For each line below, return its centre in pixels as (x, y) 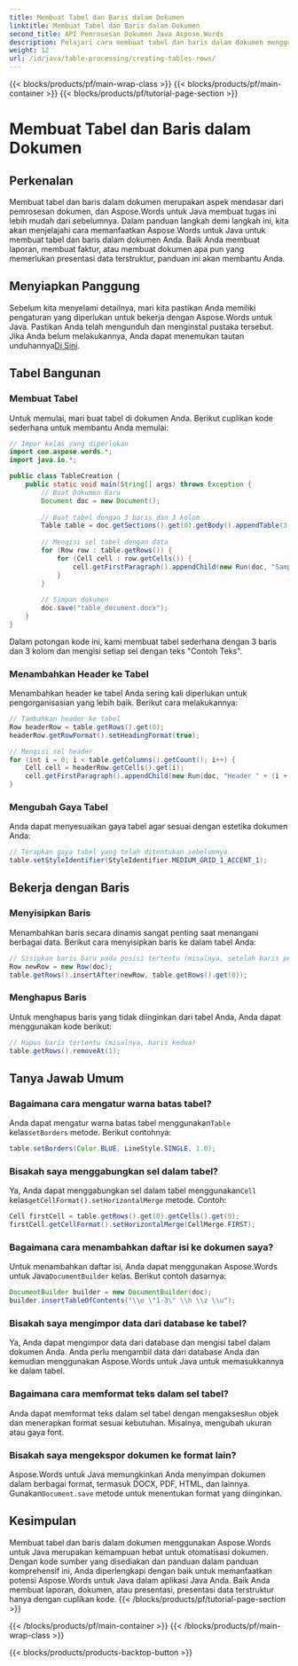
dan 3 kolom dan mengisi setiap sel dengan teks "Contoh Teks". (126, 651)
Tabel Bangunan (55, 373)
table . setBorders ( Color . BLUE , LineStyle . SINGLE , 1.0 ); (113, 1149)
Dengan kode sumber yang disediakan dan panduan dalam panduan (134, 1561)
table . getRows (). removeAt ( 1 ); (65, 1051)
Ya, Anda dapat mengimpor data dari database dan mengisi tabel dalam (140, 1343)
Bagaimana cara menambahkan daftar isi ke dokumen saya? (141, 1247)
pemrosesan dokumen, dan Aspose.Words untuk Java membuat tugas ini (143, 211)
